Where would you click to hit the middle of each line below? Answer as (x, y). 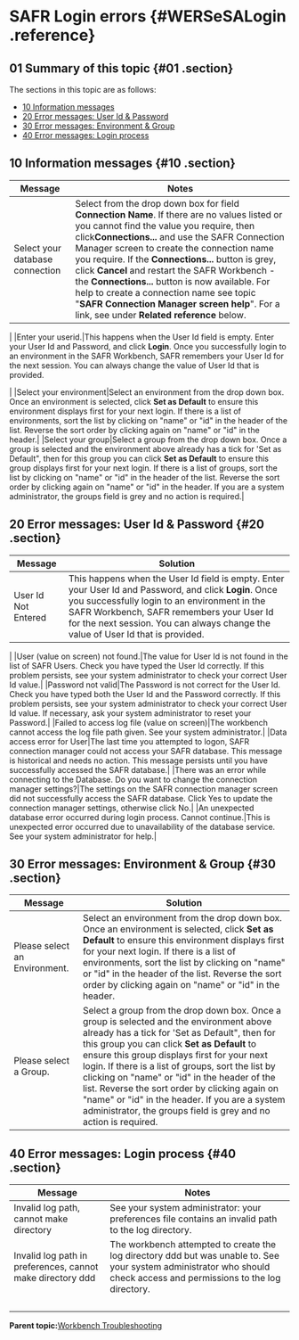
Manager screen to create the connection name (174, 248)
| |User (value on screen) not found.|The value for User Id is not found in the (149, 656)
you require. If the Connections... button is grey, (176, 259)
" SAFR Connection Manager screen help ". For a (178, 303)
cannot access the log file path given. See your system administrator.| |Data (148, 732)
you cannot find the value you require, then (165, 226)
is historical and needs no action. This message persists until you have (139, 760)
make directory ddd (55, 1278)
